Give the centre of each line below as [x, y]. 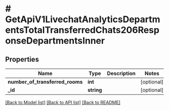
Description [121, 73]
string [95, 90]
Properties [22, 59]
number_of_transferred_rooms [45, 82]
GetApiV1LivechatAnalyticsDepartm [83, 19]
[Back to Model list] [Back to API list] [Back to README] [63, 102]
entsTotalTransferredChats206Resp [82, 30]
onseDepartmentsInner [55, 41]
